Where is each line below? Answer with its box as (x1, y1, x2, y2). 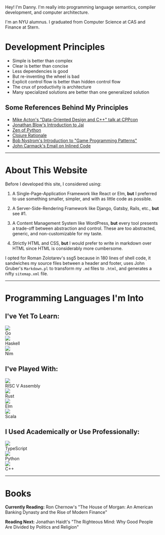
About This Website (5, 165, 87, 176)
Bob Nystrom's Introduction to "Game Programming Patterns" (12, 138, 137, 143)
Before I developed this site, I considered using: (5, 181, 102, 187)
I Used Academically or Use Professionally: (5, 428, 140, 436)
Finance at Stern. (5, 24, 40, 30)
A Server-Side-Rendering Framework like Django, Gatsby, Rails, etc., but (12, 205, 159, 211)
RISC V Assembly (5, 383, 41, 389)
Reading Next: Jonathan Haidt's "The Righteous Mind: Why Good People (5, 519, 153, 525)
